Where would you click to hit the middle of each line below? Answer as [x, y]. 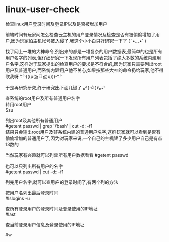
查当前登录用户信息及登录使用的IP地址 [45, 224]
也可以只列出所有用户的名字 [34, 166]
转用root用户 [18, 104]
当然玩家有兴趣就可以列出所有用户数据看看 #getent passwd [67, 155]
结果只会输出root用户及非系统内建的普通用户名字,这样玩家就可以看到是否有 [83, 132]
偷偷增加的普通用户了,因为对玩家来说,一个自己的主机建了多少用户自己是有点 [84, 138]
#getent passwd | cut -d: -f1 [34, 172]
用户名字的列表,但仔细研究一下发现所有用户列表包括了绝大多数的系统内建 [81, 58]
